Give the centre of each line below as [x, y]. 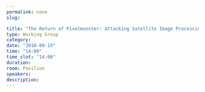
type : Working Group [33, 34]
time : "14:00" [24, 51]
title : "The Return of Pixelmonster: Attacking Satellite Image [90, 29]
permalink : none [27, 12]
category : [19, 40]
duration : [19, 62]
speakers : [19, 74]
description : [23, 80]
